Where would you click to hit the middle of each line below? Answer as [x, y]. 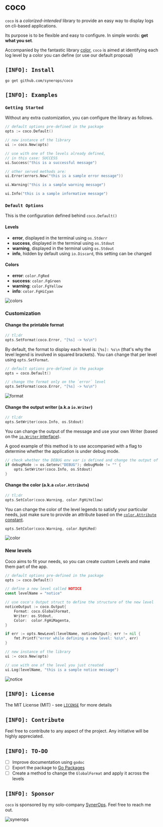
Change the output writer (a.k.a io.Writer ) [49, 407]
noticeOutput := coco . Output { [36, 607]
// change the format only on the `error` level [55, 382]
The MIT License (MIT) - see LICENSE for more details [59, 705]
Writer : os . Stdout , [34, 616]
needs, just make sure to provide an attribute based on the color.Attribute [81, 514]
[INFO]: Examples [31, 95]
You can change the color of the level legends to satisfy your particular [76, 509]
